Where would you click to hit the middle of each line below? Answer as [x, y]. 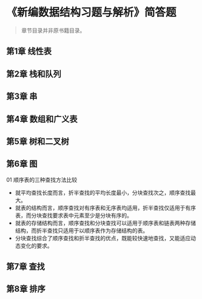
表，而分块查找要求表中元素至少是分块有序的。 [73, 215]
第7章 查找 [26, 267]
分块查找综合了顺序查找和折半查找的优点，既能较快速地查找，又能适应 [103, 238]
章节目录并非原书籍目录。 [53, 30]
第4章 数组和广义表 [42, 119]
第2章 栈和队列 [34, 74]
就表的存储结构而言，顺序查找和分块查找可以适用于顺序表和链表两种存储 [105, 223]
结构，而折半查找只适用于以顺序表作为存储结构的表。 [82, 230]
